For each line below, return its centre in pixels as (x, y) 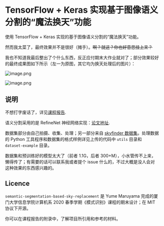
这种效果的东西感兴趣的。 (31, 168)
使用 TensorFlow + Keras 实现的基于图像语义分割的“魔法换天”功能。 (73, 37)
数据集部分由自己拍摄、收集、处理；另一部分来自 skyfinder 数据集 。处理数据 (82, 133)
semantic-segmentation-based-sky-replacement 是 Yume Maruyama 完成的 (80, 196)
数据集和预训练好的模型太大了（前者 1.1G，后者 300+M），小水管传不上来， (81, 156)
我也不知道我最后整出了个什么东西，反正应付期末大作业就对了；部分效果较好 (82, 57)
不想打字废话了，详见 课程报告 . (36, 112)
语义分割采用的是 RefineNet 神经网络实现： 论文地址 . (58, 122)
